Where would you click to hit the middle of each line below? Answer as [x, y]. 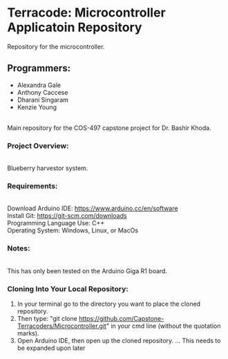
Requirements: [32, 186]
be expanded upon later [51, 348]
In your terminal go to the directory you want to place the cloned [109, 304]
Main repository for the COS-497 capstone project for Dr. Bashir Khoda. [110, 128]
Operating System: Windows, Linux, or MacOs [73, 230]
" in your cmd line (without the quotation [163, 326]
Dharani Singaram [43, 100]
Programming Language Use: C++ [56, 223]
